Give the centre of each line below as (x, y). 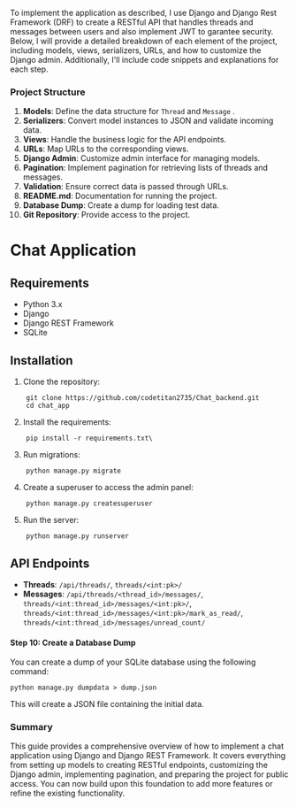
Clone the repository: (61, 382)
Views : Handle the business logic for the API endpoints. (125, 140)
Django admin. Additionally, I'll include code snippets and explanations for (145, 60)
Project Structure (48, 92)
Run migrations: (51, 455)
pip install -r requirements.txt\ (89, 438)
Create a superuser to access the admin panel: (108, 488)
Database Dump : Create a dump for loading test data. (121, 205)
